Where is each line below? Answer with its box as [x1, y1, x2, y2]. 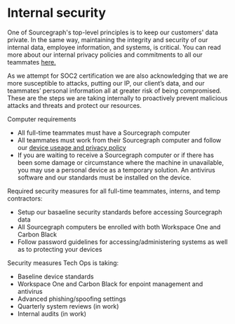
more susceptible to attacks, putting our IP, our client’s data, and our [7, 79, 205, 87]
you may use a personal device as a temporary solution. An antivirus [17, 166, 215, 174]
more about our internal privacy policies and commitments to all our [7, 50, 203, 59]
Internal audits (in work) [17, 309, 86, 318]
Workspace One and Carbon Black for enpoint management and [17, 279, 203, 288]
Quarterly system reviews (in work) [17, 302, 119, 310]
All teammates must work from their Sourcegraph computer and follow [17, 135, 222, 144]
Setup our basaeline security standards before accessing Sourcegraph [17, 208, 222, 216]
